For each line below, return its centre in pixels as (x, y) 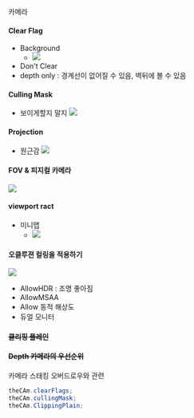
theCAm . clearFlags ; (41, 391)
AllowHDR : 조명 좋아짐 (56, 289)
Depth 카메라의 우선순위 (46, 357)
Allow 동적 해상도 (47, 307)
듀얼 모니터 (37, 317)
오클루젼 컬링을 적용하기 (46, 254)
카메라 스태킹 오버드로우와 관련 (57, 376)
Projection (26, 132)
